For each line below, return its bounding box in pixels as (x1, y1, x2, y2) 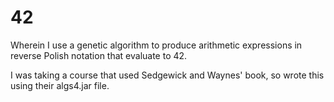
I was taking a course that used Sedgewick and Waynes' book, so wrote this (10, 69, 325, 81)
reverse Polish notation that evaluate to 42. (10, 49, 188, 61)
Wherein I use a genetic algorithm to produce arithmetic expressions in (10, 39, 303, 51)
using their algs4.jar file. (10, 79, 110, 91)
